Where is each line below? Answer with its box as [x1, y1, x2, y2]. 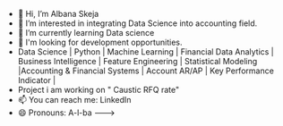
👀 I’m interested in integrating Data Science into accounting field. [17, 18, 258, 29]
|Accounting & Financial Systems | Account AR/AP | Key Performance [17, 65, 275, 76]
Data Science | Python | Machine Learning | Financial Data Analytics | [17, 46, 275, 57]
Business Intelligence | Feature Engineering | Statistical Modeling [17, 56, 258, 66]
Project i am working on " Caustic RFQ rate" [17, 85, 180, 95]
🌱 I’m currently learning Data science [17, 28, 155, 38]
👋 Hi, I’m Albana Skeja [17, 9, 99, 19]
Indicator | [17, 75, 56, 85]
